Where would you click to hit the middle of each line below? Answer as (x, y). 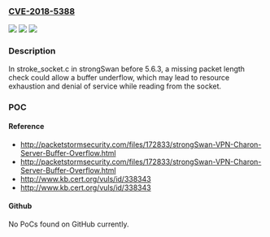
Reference (26, 127)
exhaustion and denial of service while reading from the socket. (115, 86)
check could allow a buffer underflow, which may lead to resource (119, 77)
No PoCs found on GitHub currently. (69, 224)
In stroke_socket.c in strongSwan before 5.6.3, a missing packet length (127, 69)
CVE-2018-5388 (42, 11)
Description (32, 51)
